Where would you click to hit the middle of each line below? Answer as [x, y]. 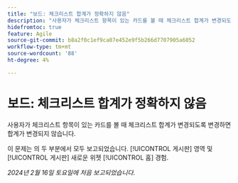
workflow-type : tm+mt [39, 47]
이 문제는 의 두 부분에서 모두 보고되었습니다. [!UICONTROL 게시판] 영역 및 [110, 148]
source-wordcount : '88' [43, 54]
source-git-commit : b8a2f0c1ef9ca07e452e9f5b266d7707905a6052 [101, 40]
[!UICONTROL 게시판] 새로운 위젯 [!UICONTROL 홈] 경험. [88, 157]
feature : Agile [30, 34]
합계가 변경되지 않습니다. [42, 133]
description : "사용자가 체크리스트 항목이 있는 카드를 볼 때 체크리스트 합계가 [108, 21]
